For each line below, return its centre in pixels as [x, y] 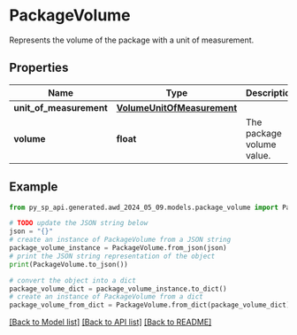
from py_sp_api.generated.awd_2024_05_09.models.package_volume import [144, 207]
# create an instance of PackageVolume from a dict [106, 297]
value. [259, 155]
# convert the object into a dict [73, 280]
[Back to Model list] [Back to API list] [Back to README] [110, 322]
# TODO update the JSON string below [79, 223]
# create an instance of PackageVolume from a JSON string [120, 240]
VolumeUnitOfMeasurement [177, 107]
